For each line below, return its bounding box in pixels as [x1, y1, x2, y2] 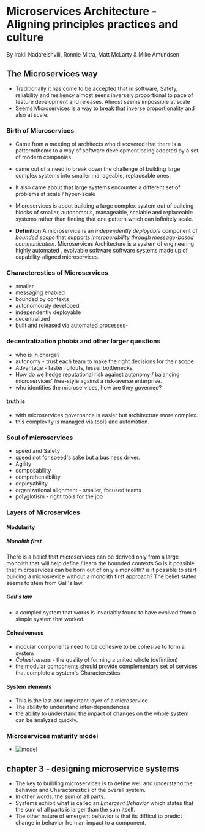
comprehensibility [15, 473, 61, 481]
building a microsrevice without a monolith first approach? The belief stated [6, 573, 197, 580]
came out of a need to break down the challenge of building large [15, 165, 181, 173]
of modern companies [15, 154, 72, 161]
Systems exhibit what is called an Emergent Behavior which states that [15, 799, 194, 807]
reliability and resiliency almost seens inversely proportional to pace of [15, 91, 194, 99]
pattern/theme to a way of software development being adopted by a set [15, 147, 199, 154]
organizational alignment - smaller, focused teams [15, 487, 142, 494]
